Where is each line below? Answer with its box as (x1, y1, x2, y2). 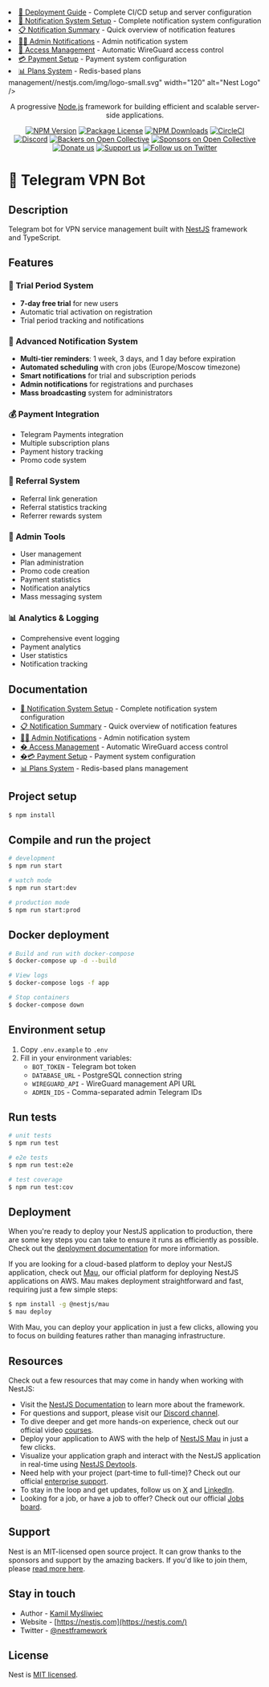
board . (19, 1502, 43, 1512)
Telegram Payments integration (19, 430, 124, 439)
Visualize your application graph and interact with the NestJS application (19, 1451, 261, 1460)
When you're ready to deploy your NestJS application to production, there (8, 1227, 253, 1236)
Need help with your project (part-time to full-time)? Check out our (19, 1468, 241, 1478)
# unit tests (8, 1132, 52, 1140)
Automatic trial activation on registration (19, 307, 153, 317)
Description (8, 202, 68, 217)
